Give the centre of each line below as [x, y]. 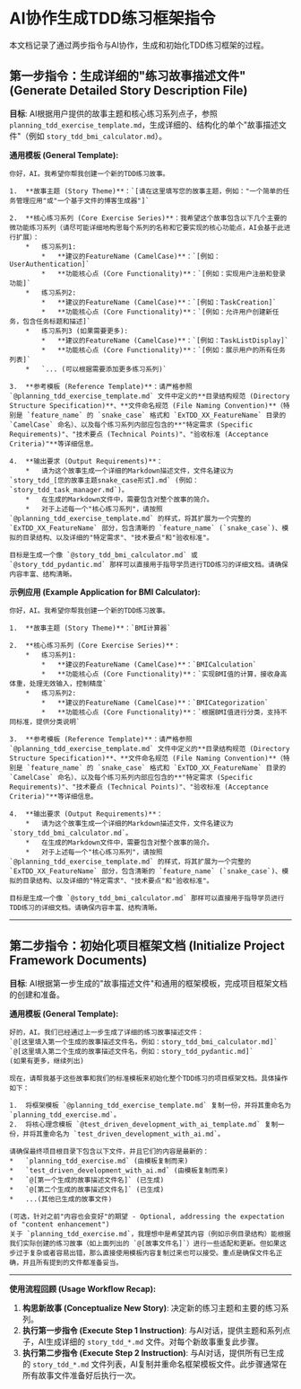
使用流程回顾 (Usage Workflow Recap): [83, 1288]
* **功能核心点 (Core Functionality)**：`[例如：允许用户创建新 [157, 312]
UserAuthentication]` [50, 264]
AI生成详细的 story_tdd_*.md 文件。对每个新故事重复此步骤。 [151, 1341]
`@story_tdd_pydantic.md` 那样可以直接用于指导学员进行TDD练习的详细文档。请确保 [149, 564]
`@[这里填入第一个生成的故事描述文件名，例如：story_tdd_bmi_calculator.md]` [143, 1042]
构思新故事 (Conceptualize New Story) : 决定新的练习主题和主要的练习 [151, 1307]
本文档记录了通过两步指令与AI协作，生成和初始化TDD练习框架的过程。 [139, 45]
